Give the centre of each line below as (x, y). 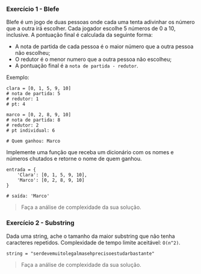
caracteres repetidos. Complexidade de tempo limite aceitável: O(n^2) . (93, 242)
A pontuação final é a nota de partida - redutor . (76, 66)
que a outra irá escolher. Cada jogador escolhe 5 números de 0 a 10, (91, 28)
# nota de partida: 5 (33, 94)
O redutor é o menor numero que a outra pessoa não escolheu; (93, 60)
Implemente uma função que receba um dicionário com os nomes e (90, 152)
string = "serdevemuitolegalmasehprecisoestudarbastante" (80, 254)
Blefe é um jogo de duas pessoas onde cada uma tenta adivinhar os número (101, 22)
